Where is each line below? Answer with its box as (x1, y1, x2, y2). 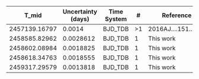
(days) (70, 15, 90, 23)
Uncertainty (62, 8, 98, 15)
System (104, 15, 127, 23)
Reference (162, 11, 192, 19)
